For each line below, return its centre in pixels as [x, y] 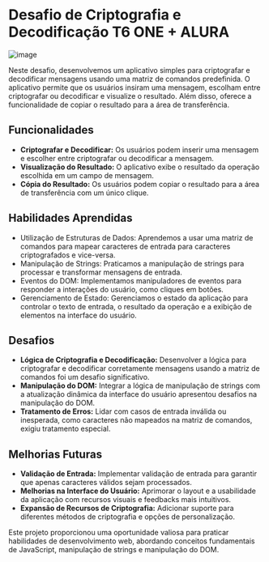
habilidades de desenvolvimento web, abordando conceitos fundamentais [132, 541]
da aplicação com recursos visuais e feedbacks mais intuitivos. [126, 500]
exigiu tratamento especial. [65, 429]
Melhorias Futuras [56, 454]
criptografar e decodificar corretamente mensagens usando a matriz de [140, 368]
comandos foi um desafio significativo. [85, 377]
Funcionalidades [51, 130]
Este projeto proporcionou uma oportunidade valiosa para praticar [119, 533]
